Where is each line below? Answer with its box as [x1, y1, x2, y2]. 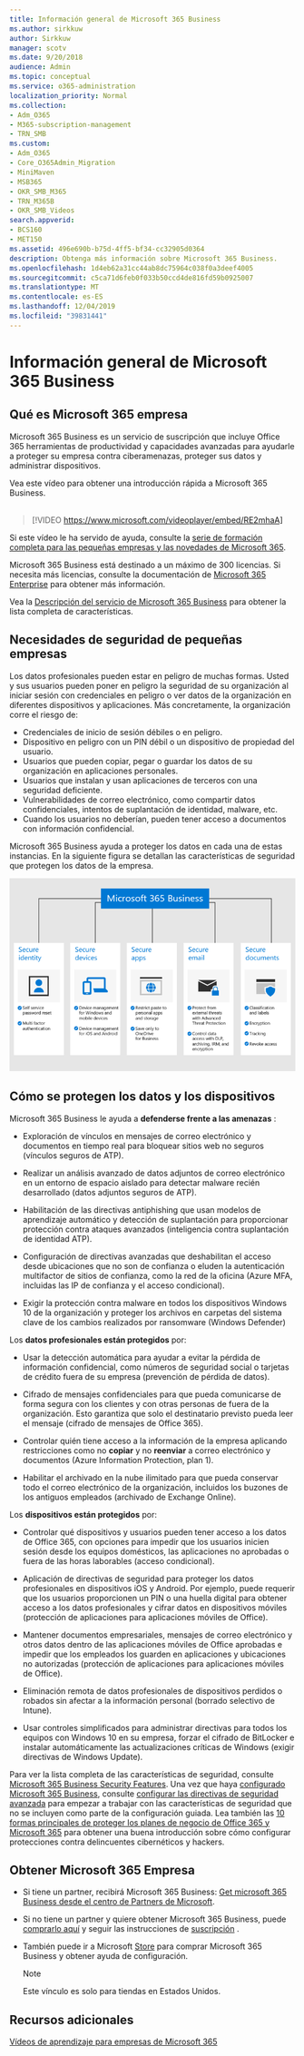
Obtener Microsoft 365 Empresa [9, 1862, 195, 1878]
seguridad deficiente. [22, 784, 103, 795]
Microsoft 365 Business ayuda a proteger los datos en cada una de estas [9, 841, 283, 851]
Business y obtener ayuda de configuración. [22, 1951, 189, 1962]
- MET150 [9, 235, 43, 244]
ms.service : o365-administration [9, 82, 136, 91]
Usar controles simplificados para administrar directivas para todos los [22, 1722, 288, 1733]
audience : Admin [9, 63, 71, 72]
